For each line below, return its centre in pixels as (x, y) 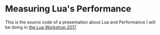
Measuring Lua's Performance (68, 9)
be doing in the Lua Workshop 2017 (41, 27)
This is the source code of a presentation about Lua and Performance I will (80, 22)
